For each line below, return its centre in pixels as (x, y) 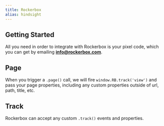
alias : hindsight (23, 14)
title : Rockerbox (23, 10)
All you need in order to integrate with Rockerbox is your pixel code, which (82, 47)
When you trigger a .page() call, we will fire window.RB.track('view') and (81, 80)
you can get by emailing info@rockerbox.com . (54, 52)
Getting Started (30, 35)
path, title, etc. (20, 90)
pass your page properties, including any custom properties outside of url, (82, 85)
